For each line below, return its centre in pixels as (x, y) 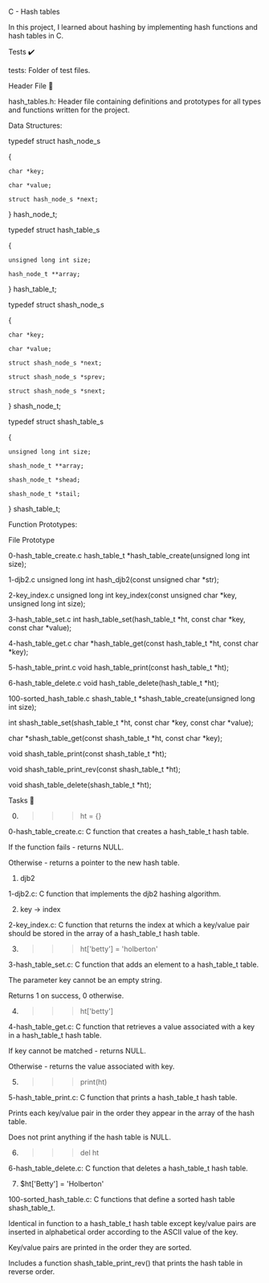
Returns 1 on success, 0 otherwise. (66, 996)
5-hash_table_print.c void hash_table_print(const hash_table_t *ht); (118, 667)
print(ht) (94, 1082)
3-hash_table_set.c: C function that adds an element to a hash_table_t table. (134, 964)
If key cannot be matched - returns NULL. (77, 1051)
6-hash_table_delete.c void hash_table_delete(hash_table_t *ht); (114, 683)
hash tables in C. (36, 36)
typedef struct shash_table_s (56, 422)
